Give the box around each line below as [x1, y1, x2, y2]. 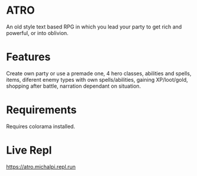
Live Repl [6, 143, 52, 157]
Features [6, 50, 51, 64]
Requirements [6, 103, 77, 117]
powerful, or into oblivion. [6, 29, 69, 36]
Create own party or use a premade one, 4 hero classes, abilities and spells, [6, 69, 192, 77]
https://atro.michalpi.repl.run [6, 163, 76, 170]
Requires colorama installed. [6, 123, 76, 130]
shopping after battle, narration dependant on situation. [6, 82, 141, 89]
